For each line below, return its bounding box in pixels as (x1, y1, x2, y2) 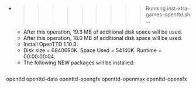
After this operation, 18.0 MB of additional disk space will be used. (23, 35, 183, 41)
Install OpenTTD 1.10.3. (23, 41, 78, 47)
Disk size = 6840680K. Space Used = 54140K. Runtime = (23, 47, 162, 54)
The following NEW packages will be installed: (23, 59, 135, 66)
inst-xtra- (166, 5, 190, 12)
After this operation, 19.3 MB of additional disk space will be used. (23, 28, 183, 35)
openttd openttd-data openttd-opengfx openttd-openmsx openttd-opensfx (6, 75, 187, 82)
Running (145, 5, 166, 12)
